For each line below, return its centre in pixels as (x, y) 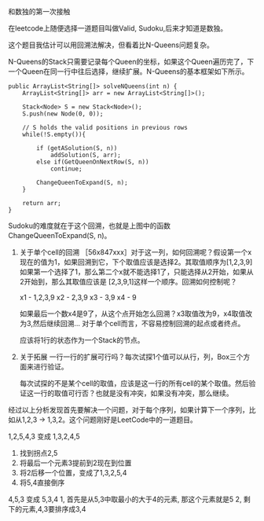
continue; (66, 169)
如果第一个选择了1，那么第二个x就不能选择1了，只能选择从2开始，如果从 (136, 272)
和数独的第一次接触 (39, 11)
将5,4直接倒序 (42, 482)
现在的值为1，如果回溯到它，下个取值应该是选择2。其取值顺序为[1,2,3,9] (136, 262)
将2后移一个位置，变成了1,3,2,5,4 (73, 473)
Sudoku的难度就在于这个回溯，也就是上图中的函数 (90, 226)
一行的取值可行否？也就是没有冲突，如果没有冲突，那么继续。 (133, 393)
